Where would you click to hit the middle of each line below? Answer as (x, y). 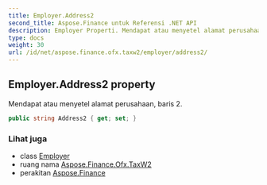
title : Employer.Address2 (51, 15)
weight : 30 (26, 45)
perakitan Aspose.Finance (62, 172)
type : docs (26, 38)
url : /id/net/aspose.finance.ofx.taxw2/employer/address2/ (108, 52)
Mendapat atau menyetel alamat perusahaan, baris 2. (95, 103)
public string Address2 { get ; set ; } (72, 118)
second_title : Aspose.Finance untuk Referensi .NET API (103, 23)
